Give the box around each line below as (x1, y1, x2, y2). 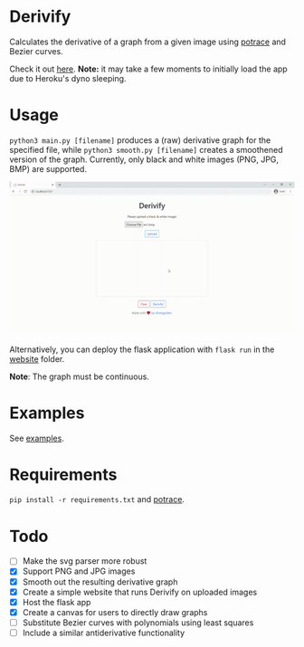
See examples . (9, 433, 65, 443)
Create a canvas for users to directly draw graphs (22, 606, 208, 617)
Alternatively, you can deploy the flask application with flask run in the (9, 344, 275, 355)
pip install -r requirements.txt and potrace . (9, 494, 185, 505)
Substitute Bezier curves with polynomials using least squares (22, 617, 254, 628)
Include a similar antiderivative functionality (22, 627, 185, 638)
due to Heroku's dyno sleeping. (9, 72, 127, 83)
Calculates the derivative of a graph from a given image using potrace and (9, 36, 287, 47)
